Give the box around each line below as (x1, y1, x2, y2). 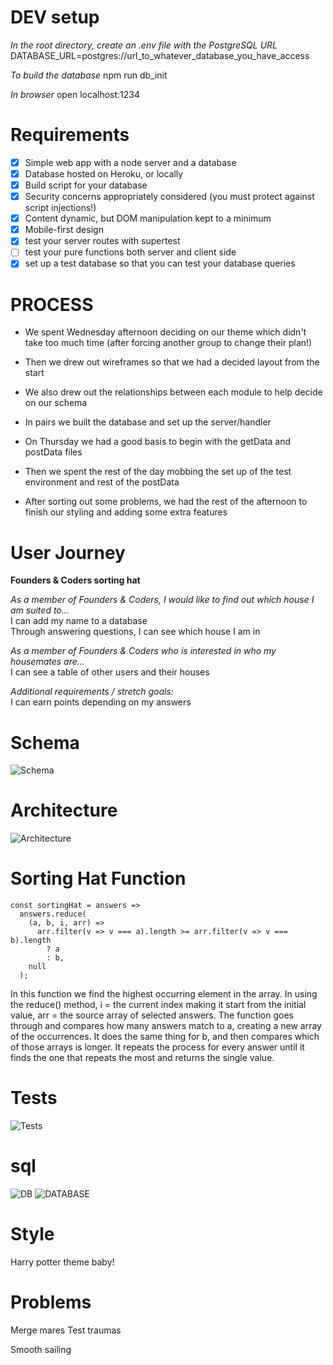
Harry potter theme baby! (10, 1256, 115, 1268)
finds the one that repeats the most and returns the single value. (10, 1052, 275, 1064)
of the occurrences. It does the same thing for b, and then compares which (10, 1031, 320, 1043)
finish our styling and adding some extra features (24, 506, 228, 518)
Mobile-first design (24, 224, 104, 236)
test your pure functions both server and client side (24, 246, 237, 258)
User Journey (10, 541, 126, 564)
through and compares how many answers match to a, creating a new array (10, 1020, 322, 1032)
